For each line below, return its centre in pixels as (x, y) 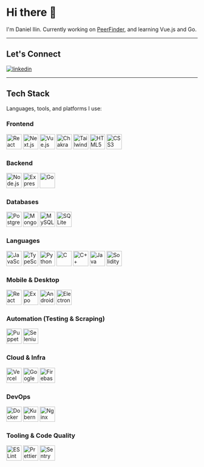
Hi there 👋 (31, 12)
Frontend (20, 124)
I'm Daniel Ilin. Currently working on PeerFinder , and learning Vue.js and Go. (102, 29)
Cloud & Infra (26, 357)
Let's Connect (33, 54)
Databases (22, 202)
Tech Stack (28, 94)
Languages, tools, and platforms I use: (54, 108)
